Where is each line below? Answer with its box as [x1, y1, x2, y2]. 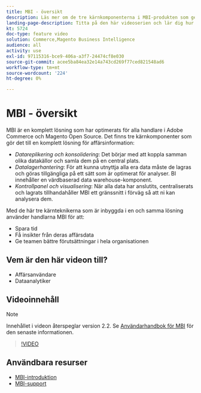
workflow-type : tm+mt [6, 64, 60, 71]
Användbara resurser [6, 358, 88, 368]
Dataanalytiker [14, 277, 51, 285]
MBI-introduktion [14, 373, 57, 380]
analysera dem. [14, 195, 53, 202]
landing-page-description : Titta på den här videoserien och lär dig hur [6, 20, 194, 26]
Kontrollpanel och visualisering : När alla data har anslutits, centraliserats [14, 183, 193, 190]
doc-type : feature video [6, 31, 68, 37]
